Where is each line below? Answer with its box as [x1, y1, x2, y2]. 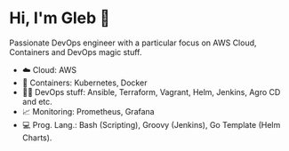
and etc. [21, 96, 53, 107]
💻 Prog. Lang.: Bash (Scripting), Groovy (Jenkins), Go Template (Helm [21, 119, 281, 130]
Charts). [21, 132, 52, 143]
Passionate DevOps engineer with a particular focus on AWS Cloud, [9, 37, 257, 48]
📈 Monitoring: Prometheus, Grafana [21, 106, 155, 116]
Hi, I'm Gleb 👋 [9, 8, 111, 28]
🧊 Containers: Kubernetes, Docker [21, 77, 148, 88]
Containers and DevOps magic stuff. [9, 46, 142, 57]
